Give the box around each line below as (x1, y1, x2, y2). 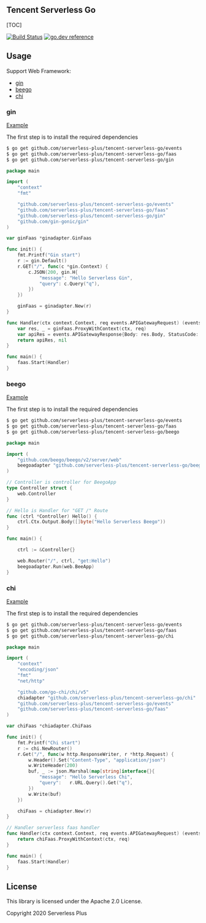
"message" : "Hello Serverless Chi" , (39, 774, 133, 781)
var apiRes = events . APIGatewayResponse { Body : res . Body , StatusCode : (17, 331, 199, 337)
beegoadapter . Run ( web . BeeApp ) (17, 563, 95, 570)
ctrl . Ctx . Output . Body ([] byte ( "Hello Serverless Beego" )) (17, 519, 166, 525)
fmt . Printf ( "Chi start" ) (17, 739, 81, 746)
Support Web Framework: (6, 67, 72, 74)
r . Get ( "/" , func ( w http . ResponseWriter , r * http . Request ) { (17, 751, 174, 757)
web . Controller (17, 491, 56, 497)
